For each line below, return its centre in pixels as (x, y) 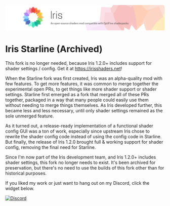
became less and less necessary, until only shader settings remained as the (84, 111)
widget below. (20, 189)
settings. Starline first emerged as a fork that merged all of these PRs (77, 95)
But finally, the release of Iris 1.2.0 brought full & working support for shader (84, 142)
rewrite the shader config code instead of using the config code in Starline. (83, 137)
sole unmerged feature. (30, 116)
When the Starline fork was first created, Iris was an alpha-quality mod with (84, 78)
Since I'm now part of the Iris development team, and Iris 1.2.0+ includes (81, 157)
